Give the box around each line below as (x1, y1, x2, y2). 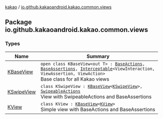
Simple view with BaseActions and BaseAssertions (40, 106, 156, 113)
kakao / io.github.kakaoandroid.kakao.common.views (5, 4, 112, 10)
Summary (86, 53, 110, 60)
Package (5, 18, 33, 26)
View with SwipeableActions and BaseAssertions (40, 93, 152, 100)
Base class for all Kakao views (40, 75, 110, 82)
